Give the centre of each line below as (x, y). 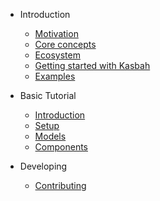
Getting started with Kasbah (92, 65)
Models (50, 136)
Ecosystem (57, 55)
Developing (43, 166)
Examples (55, 76)
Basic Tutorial (48, 95)
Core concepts (65, 44)
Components (61, 147)
